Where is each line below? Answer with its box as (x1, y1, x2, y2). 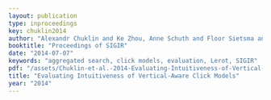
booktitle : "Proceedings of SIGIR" (8, 42, 128, 50)
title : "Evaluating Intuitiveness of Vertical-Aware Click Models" (8, 72, 240, 80)
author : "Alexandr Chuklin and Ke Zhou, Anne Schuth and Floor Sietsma (8, 34, 254, 43)
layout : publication (8, 11, 78, 20)
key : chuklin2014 (8, 27, 67, 35)
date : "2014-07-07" (8, 49, 74, 57)
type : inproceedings (8, 19, 78, 27)
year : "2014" (8, 79, 52, 87)
